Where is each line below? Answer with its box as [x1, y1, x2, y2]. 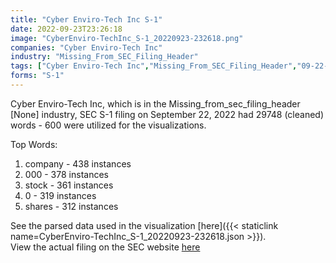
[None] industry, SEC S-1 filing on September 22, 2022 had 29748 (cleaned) [10, 108, 325, 120]
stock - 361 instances [24, 179, 114, 191]
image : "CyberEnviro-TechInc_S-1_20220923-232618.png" [10, 33, 244, 43]
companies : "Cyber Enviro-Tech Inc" [10, 42, 163, 53]
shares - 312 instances [24, 200, 119, 212]
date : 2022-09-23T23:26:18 [10, 24, 123, 34]
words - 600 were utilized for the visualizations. [10, 119, 207, 131]
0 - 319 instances [24, 189, 97, 201]
